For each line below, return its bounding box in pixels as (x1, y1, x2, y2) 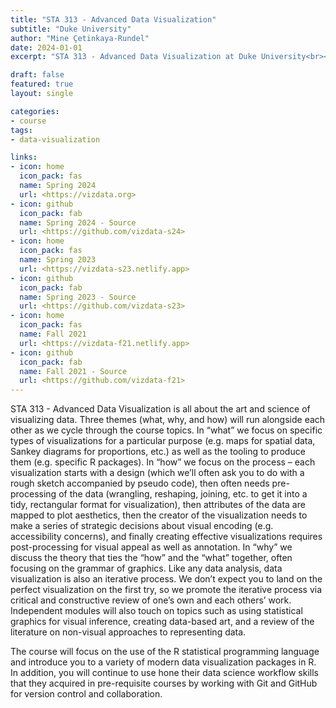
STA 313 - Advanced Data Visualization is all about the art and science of (10, 403, 311, 415)
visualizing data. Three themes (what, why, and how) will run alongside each (10, 414, 326, 426)
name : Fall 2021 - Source (19, 366, 128, 376)
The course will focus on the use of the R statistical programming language (10, 646, 320, 658)
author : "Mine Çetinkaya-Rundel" (10, 33, 150, 43)
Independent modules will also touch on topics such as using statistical (10, 605, 303, 617)
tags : (10, 125, 33, 135)
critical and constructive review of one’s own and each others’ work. (10, 594, 292, 606)
